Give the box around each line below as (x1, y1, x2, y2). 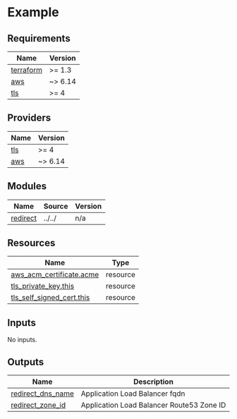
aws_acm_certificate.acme (11, 269, 99, 279)
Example (7, 4, 59, 20)
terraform (11, 65, 43, 75)
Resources (7, 237, 56, 249)
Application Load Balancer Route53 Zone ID (80, 400, 226, 410)
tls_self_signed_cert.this (11, 293, 90, 303)
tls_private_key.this (11, 281, 75, 291)
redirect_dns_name (11, 389, 74, 399)
